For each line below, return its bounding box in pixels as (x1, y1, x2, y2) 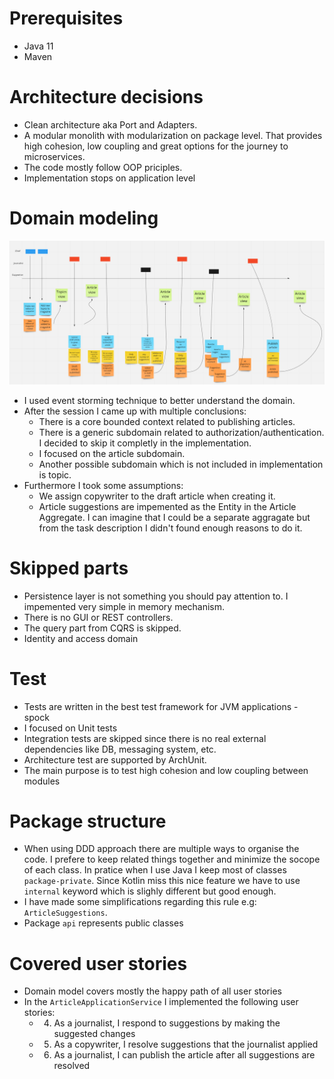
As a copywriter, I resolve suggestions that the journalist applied (53, 1038, 319, 1051)
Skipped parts (9, 557, 129, 579)
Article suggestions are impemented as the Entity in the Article (38, 500, 297, 512)
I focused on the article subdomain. (38, 447, 186, 459)
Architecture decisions (9, 86, 204, 109)
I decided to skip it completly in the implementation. (38, 437, 252, 449)
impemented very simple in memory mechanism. (23, 600, 226, 612)
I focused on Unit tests (23, 722, 118, 734)
